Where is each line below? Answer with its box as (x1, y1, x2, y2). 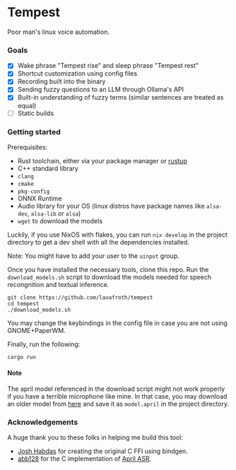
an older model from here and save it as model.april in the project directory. (7, 399, 230, 408)
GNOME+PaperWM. (7, 326, 66, 334)
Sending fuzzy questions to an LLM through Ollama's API (17, 86, 184, 94)
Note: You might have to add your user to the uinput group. (7, 252, 179, 260)
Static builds (17, 109, 54, 117)
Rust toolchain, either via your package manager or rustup (17, 156, 187, 165)
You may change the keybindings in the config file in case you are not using (7, 319, 228, 327)
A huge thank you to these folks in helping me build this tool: (7, 433, 184, 442)
